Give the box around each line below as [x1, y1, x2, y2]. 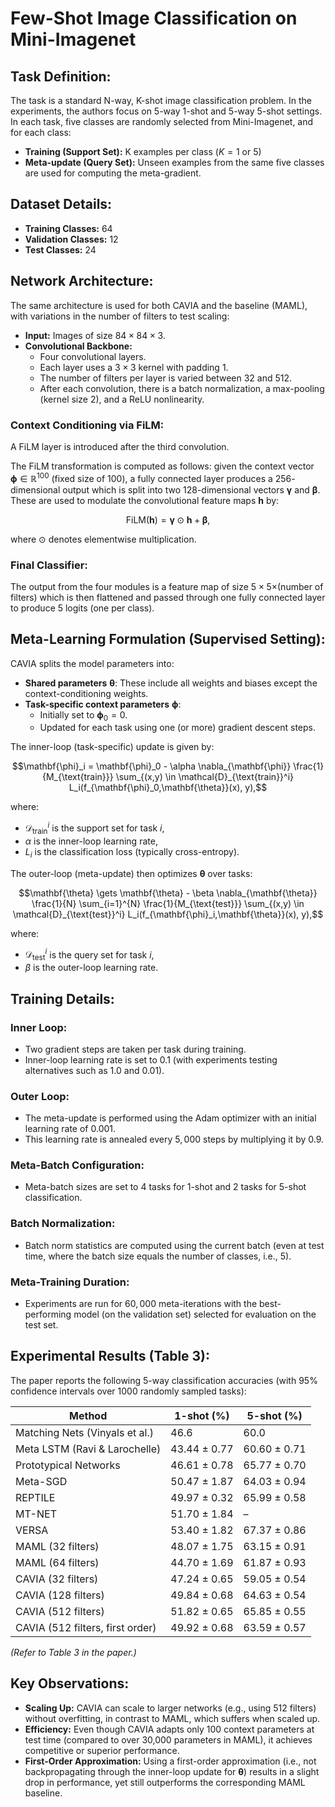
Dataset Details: [10, 196, 113, 213]
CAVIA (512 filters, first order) [15, 1620, 157, 1634]
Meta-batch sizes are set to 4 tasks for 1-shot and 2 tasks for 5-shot [24, 1181, 307, 1193]
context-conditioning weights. [24, 687, 149, 699]
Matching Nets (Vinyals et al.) [15, 1425, 154, 1439]
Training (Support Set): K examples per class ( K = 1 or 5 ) [24, 146, 262, 157]
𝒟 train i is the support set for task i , [24, 820, 165, 836]
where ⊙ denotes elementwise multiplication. [10, 533, 197, 545]
